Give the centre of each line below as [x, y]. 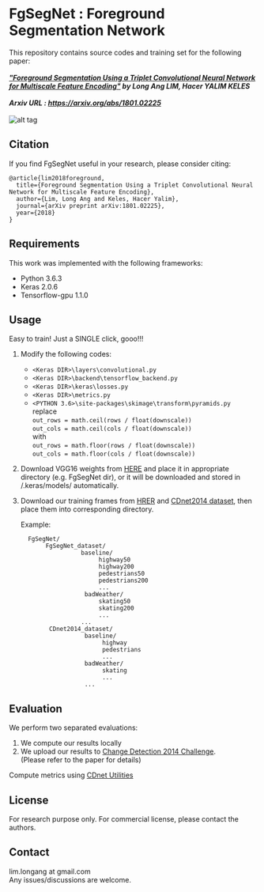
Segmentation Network [87, 30]
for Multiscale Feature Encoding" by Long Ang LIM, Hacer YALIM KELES [130, 86]
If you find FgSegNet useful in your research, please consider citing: [120, 164]
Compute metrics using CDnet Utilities [71, 775]
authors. [23, 828]
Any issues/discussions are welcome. [70, 879]
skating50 [115, 602]
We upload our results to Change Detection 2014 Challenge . [118, 751]
